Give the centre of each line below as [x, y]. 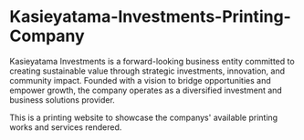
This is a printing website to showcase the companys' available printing [144, 117]
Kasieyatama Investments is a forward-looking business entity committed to [152, 61]
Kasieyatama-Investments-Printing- [151, 17]
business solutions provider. [63, 100]
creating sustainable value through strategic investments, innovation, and [147, 71]
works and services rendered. [66, 127]
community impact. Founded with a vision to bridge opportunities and [140, 80]
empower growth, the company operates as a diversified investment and [146, 90]
